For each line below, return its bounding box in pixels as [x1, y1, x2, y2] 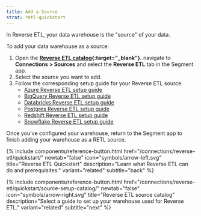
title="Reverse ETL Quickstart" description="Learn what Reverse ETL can [6, 160, 188, 167]
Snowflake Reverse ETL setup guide [23, 118, 114, 125]
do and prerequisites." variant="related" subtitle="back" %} [6, 166, 155, 174]
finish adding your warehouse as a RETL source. [6, 136, 126, 143]
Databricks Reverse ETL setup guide [23, 98, 114, 106]
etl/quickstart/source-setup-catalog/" [6, 184, 100, 192]
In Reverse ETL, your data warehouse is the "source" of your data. [6, 31, 170, 38]
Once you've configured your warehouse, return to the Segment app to [6, 130, 182, 137]
